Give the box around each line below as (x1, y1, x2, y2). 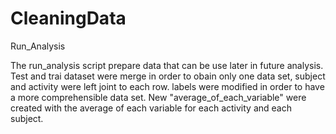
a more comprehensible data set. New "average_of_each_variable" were (10, 91, 307, 103)
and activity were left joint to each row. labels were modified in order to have (10, 80, 325, 92)
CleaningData (10, 7, 127, 30)
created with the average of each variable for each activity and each (10, 102, 292, 114)
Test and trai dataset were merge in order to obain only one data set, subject (10, 70, 326, 82)
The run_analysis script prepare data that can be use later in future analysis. (10, 59, 324, 71)
